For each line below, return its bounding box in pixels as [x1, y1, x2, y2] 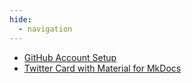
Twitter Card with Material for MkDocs [23, 62, 182, 74]
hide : [9, 14, 32, 25]
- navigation [18, 24, 73, 34]
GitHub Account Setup [23, 51, 117, 63]
